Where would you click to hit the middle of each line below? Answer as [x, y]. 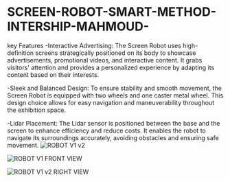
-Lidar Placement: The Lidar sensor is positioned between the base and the [114, 123]
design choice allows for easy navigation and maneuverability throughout [111, 102]
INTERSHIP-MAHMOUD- [78, 26]
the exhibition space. [37, 110]
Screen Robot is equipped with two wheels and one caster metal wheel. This [115, 95]
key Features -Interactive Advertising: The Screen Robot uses [94, 45]
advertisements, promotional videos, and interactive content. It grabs [105, 60]
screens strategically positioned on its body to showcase [116, 53]
